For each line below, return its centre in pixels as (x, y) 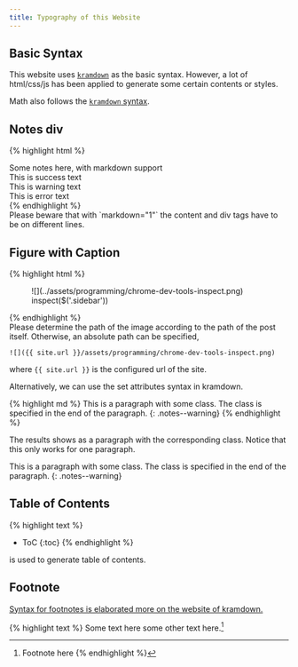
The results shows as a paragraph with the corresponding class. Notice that (148, 440)
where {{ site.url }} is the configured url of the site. (108, 369)
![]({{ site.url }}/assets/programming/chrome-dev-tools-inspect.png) (142, 353)
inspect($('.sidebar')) (70, 301)
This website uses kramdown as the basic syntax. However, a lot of (129, 75)
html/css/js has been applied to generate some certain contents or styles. (144, 84)
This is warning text (45, 187)
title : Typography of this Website (75, 17)
